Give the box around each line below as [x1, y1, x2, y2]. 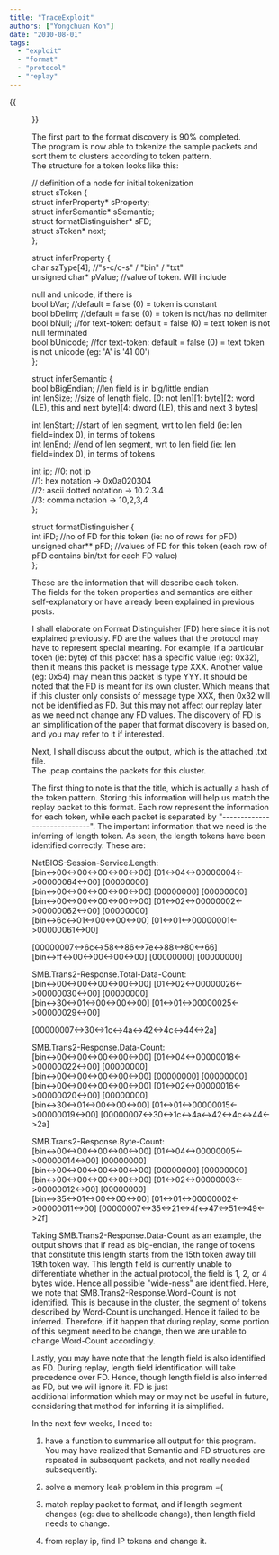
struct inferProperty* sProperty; [31, 196, 150, 207]
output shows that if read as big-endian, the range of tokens [31, 1239, 255, 1250]
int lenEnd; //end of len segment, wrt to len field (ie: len [31, 438, 237, 449]
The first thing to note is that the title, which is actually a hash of [31, 782, 270, 793]
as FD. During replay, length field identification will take [31, 1361, 236, 1373]
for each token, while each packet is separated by [31, 811, 218, 822]
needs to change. [44, 1518, 111, 1529]
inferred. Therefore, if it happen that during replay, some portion [31, 1315, 270, 1326]
